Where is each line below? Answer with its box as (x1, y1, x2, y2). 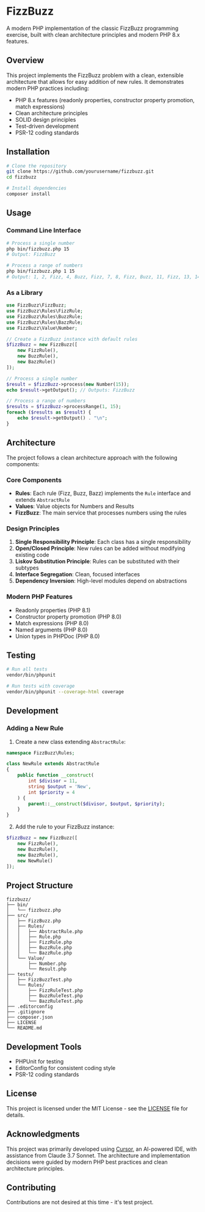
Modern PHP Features (6, 592, 73, 601)
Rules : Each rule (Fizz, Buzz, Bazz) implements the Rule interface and (15, 489, 191, 497)
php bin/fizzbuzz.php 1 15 (6, 268, 75, 275)
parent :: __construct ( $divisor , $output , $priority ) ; (28, 800, 165, 807)
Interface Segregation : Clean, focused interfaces (15, 571, 140, 578)
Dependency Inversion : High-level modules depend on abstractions (15, 577, 187, 585)
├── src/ (6, 913, 29, 919)
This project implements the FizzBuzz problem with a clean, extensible (6, 72, 184, 79)
